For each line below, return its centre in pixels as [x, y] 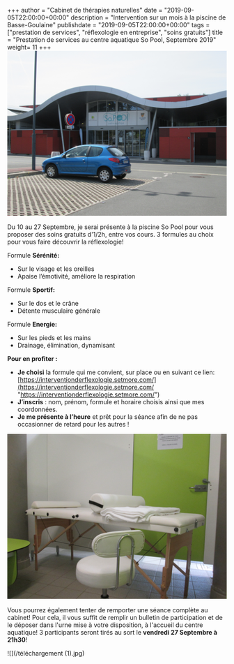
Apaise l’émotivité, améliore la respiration [76, 276]
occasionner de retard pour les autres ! [73, 424]
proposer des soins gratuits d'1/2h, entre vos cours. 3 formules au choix [110, 234]
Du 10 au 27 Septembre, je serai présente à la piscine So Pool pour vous [110, 227]
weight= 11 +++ [29, 47]
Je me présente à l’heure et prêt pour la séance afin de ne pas [108, 417]
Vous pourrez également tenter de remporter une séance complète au [108, 610]
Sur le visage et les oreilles [56, 269]
